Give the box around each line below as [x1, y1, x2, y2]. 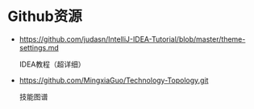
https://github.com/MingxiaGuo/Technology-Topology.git [19, 75, 209, 85]
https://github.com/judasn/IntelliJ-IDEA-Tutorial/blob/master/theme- [19, 34, 246, 44]
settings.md [19, 42, 60, 52]
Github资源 [7, 7, 82, 26]
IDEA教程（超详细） [19, 59, 85, 69]
